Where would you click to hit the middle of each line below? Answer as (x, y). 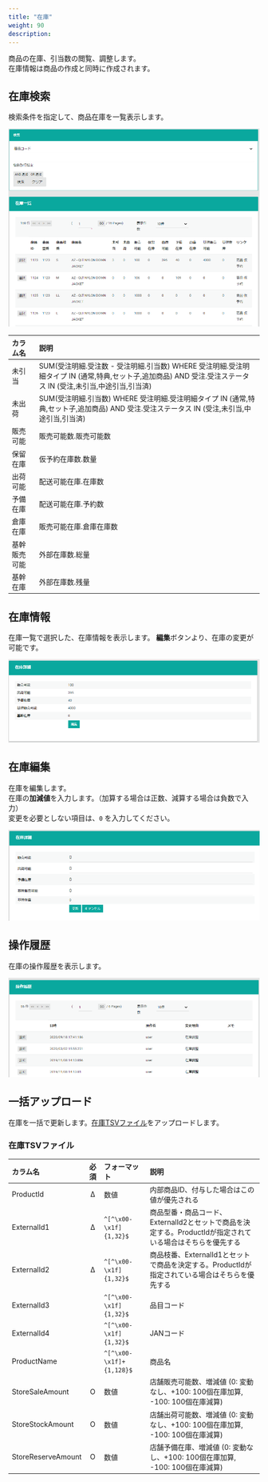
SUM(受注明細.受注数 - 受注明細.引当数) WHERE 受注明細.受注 (141, 366)
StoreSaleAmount (40, 1392)
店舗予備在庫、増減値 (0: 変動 (198, 1447)
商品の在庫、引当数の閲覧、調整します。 (75, 58)
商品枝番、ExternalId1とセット (200, 1255)
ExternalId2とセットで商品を (197, 1222)
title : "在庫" (31, 17)
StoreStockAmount (43, 1424)
